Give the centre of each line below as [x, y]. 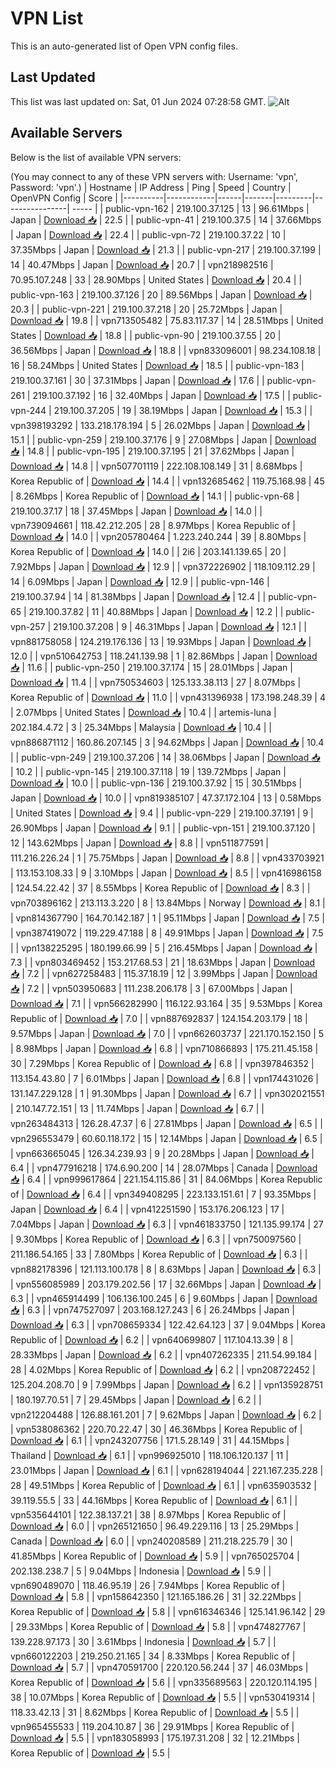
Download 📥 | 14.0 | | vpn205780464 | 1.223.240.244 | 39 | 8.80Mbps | [158, 536]
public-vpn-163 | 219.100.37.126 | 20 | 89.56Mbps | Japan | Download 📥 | [161, 294]
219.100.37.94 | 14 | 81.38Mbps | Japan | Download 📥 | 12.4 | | [138, 596]
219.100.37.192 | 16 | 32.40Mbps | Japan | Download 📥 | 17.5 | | [161, 395]
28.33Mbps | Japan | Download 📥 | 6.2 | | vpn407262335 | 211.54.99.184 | [164, 1354]
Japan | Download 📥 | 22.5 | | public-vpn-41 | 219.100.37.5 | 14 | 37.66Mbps [166, 219]
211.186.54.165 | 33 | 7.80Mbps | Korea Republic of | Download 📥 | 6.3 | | [159, 1254]
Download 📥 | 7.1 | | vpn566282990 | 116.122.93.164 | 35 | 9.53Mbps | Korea [166, 1003]
